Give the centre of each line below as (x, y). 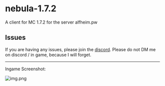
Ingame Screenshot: (26, 69)
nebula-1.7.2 (31, 9)
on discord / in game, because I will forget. (48, 55)
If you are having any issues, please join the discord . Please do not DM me (81, 49)
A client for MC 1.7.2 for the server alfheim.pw (51, 22)
